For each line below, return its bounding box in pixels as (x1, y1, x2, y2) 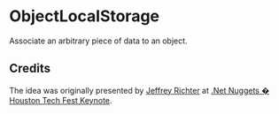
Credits (9, 61, 51, 76)
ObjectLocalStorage (9, 6, 160, 27)
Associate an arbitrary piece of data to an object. (9, 35, 188, 46)
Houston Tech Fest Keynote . (9, 95, 112, 105)
